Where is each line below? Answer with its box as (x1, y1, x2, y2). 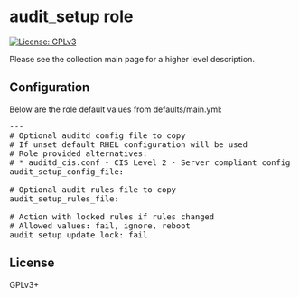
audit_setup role (9, 6, 134, 27)
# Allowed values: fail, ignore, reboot (9, 220, 192, 231)
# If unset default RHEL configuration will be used (9, 139, 248, 150)
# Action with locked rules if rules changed (9, 211, 215, 222)
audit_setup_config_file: (9, 166, 125, 177)
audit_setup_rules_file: (9, 193, 119, 204)
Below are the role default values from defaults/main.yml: (9, 104, 223, 115)
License (9, 255, 55, 271)
